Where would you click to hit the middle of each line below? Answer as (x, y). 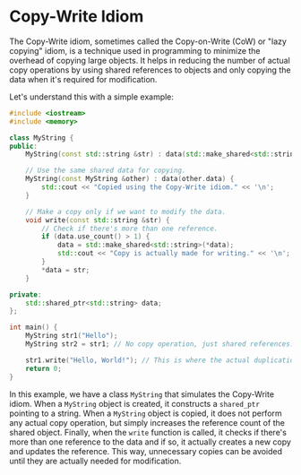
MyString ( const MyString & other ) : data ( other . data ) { (130, 179)
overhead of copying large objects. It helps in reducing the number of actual (150, 60)
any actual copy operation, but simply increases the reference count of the (147, 422)
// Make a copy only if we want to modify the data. (126, 212)
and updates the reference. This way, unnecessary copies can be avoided (146, 451)
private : (26, 294)
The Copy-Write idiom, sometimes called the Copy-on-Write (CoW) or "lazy (148, 41)
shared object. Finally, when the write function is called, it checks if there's (148, 432)
